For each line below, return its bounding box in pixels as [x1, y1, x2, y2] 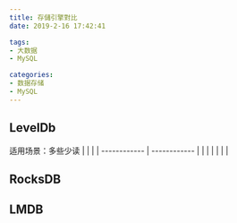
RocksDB [9, 171, 61, 186]
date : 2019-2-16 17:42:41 [9, 21, 106, 30]
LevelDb [9, 120, 56, 135]
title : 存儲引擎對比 [9, 13, 78, 22]
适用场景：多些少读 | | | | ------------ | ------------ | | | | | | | [9, 145, 229, 156]
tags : [9, 38, 30, 47]
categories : [9, 71, 54, 80]
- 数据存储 [9, 79, 45, 88]
